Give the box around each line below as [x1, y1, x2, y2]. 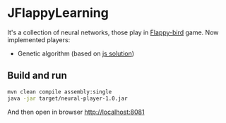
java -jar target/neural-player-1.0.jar [7, 95, 129, 102]
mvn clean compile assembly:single [7, 88, 112, 96]
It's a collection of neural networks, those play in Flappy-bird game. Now [7, 28, 219, 37]
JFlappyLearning [7, 5, 109, 21]
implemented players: [7, 35, 71, 44]
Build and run [7, 70, 67, 82]
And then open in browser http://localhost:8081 [7, 108, 145, 116]
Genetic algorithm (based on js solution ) [17, 49, 135, 58]
